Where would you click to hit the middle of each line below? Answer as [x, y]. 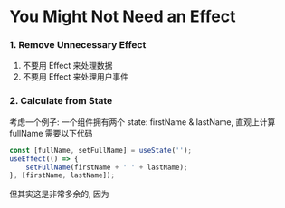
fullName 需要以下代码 [51, 133]
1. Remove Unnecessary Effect [78, 45]
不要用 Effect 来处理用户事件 [76, 77]
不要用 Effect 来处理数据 [67, 66]
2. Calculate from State [61, 101]
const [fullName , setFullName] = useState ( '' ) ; [101, 150]
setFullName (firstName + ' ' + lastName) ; [107, 167]
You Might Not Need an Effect [123, 17]
